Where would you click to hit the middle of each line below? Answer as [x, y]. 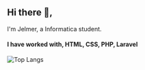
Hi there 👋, [30, 13]
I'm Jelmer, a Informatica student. [54, 29]
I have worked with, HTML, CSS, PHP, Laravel [72, 44]
